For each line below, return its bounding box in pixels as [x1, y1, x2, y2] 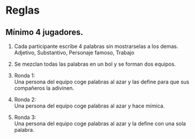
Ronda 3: [14, 114, 37, 121]
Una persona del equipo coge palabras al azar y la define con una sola [14, 120, 186, 127]
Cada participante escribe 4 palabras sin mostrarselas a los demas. [14, 43, 178, 50]
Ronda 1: [14, 72, 35, 79]
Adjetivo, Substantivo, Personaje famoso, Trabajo [14, 49, 135, 56]
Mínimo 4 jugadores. [5, 27, 83, 37]
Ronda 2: [14, 96, 37, 103]
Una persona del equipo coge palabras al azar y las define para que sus [14, 78, 190, 85]
